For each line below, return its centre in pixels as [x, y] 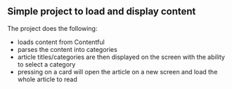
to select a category [46, 64]
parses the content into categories [67, 49]
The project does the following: [52, 28]
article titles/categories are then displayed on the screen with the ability [121, 57]
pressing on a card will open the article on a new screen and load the [117, 71]
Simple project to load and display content [102, 12]
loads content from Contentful [61, 42]
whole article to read [47, 79]
